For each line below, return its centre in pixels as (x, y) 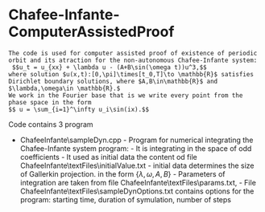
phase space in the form (50, 102)
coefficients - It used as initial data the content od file (108, 157)
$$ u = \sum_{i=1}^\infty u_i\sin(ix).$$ (79, 109)
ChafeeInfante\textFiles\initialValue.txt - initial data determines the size (137, 165)
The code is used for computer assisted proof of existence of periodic (133, 53)
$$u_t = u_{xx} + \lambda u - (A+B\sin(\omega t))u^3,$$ (109, 67)
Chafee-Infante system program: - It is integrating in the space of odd (136, 148)
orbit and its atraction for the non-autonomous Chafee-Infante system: (133, 60)
